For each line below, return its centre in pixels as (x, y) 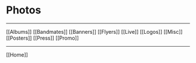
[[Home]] (17, 55)
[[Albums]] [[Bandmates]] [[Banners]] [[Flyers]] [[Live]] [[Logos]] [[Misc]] (94, 32)
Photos (24, 10)
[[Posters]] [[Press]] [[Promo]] (43, 38)
